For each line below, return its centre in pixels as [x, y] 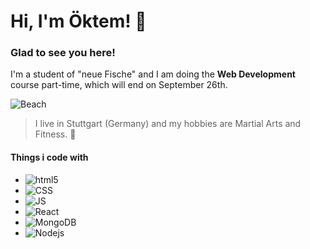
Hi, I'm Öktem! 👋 [78, 21]
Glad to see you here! [63, 53]
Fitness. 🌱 [55, 134]
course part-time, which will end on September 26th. [119, 85]
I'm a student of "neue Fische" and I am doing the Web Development [153, 74]
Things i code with [49, 157]
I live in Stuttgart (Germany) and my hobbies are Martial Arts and [168, 124]
